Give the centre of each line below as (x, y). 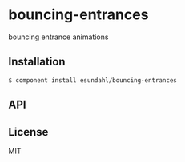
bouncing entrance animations (58, 37)
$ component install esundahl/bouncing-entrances (93, 80)
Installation (37, 62)
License (28, 132)
